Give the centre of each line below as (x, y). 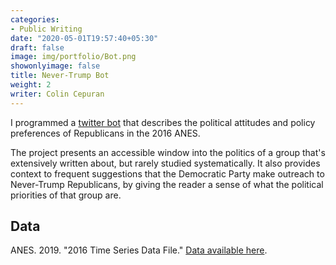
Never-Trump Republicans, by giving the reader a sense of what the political (167, 184)
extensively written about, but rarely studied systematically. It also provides (165, 163)
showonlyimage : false (55, 66)
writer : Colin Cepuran (57, 94)
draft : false (37, 47)
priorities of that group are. (66, 195)
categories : (35, 19)
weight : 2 (31, 85)
